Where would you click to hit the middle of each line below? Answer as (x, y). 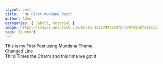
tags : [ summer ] (20, 32)
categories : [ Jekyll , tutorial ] (40, 23)
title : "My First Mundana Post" (39, 14)
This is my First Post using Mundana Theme (49, 46)
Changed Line (19, 51)
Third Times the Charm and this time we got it (51, 56)
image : (12, 28)
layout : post (18, 9)
